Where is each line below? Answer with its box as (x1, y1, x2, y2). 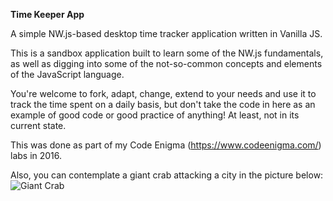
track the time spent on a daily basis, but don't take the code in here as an (10, 99, 316, 110)
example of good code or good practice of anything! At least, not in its (10, 109, 300, 121)
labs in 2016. (10, 150, 63, 161)
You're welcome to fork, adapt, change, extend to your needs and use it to (10, 88, 317, 99)
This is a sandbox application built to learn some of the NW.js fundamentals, (10, 47, 324, 59)
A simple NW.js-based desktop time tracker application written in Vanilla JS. (10, 28, 323, 39)
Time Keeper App (10, 9, 85, 20)
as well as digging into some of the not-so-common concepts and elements (10, 58, 323, 69)
